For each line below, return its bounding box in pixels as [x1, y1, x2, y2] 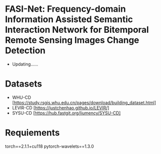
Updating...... [12, 61, 38, 67]
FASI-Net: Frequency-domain [5, 3, 126, 15]
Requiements [5, 127, 60, 138]
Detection [5, 45, 46, 56]
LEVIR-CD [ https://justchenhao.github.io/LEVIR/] [12, 105, 109, 110]
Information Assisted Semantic [5, 14, 133, 25]
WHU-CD [12, 94, 32, 100]
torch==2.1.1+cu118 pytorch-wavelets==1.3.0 [5, 143, 94, 149]
